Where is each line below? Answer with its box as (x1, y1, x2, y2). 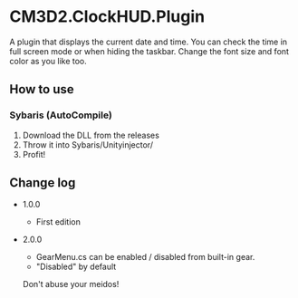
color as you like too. (9, 55, 88, 66)
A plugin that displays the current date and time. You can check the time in (9, 36, 288, 47)
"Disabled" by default (35, 261, 117, 273)
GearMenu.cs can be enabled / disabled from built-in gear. (35, 252, 255, 263)
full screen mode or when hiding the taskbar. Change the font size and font (9, 45, 290, 56)
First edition (35, 216, 82, 227)
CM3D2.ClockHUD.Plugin (9, 6, 206, 27)
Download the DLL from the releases (22, 130, 160, 140)
